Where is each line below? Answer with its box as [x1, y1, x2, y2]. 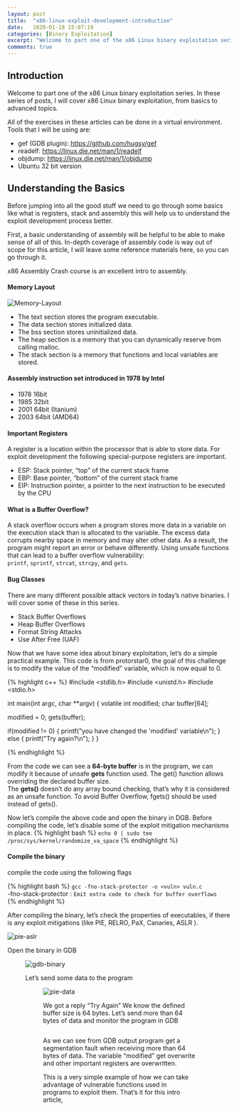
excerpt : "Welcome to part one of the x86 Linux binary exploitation [7, 37, 218, 44]
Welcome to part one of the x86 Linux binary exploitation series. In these [7, 88, 221, 97]
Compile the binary [7, 852, 65, 861]
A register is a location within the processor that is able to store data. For [7, 445, 221, 453]
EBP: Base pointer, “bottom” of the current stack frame [17, 474, 179, 483]
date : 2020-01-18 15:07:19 [7, 23, 94, 31]
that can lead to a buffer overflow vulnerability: [7, 551, 144, 559]
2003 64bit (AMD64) [17, 413, 80, 421]
